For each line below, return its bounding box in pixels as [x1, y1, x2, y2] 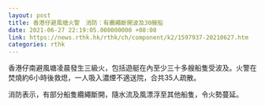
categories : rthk [8, 41, 65, 49]
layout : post [8, 11, 51, 20]
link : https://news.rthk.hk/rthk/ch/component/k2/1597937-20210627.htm [8, 33, 248, 42]
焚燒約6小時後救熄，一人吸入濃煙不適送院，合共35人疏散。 [8, 73, 201, 82]
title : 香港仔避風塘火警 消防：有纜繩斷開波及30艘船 [8, 19, 164, 27]
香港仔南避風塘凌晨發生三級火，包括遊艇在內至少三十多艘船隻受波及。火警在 [8, 64, 257, 73]
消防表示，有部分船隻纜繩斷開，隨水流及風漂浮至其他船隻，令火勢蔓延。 [8, 90, 243, 99]
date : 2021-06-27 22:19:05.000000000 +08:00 [8, 26, 157, 34]
